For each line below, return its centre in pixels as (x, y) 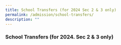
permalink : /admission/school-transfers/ (50, 15)
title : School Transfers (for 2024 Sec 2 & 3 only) (61, 10)
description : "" (22, 19)
